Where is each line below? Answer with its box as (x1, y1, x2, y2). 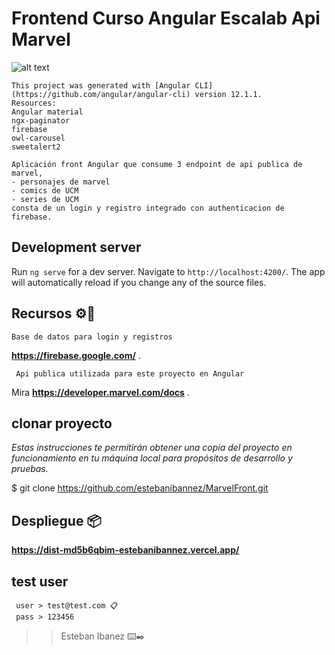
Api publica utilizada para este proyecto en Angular (15, 368, 245, 379)
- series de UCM (11, 194, 79, 204)
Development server (11, 239, 142, 256)
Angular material (11, 107, 84, 117)
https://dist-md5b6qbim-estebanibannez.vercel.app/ (11, 544, 240, 556)
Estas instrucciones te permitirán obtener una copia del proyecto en (11, 442, 293, 454)
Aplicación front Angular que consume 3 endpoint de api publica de (11, 159, 303, 169)
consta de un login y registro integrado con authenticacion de (11, 203, 285, 213)
